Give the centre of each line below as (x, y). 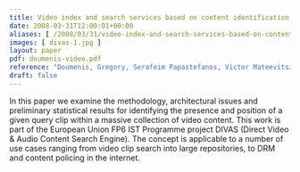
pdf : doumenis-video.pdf (55, 59)
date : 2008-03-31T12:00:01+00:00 (71, 26)
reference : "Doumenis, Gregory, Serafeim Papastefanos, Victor (129, 68)
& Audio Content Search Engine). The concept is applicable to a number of (146, 138)
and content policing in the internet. (75, 158)
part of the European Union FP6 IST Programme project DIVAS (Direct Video (149, 129)
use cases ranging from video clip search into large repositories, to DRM (142, 148)
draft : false (33, 76)
